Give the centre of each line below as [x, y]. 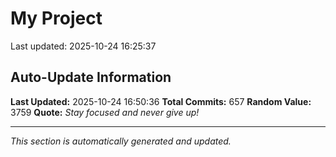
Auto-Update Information [91, 77]
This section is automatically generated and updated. [121, 141]
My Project [56, 18]
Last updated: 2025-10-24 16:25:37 [83, 46]
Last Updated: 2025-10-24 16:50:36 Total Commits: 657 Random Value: [161, 101]
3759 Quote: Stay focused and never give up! [105, 112]
